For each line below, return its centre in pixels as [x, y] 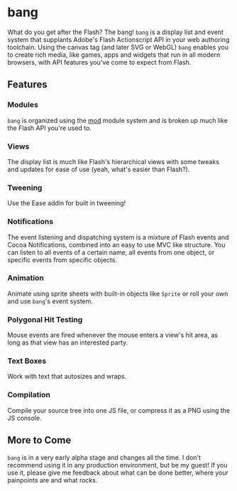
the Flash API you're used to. [50, 128]
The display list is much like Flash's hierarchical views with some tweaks [114, 161]
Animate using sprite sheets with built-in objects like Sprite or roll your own [118, 293]
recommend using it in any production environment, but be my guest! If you [118, 465]
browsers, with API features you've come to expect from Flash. [99, 62]
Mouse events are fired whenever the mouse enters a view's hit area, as [113, 335]
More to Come [39, 440]
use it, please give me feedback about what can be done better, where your [118, 473]
